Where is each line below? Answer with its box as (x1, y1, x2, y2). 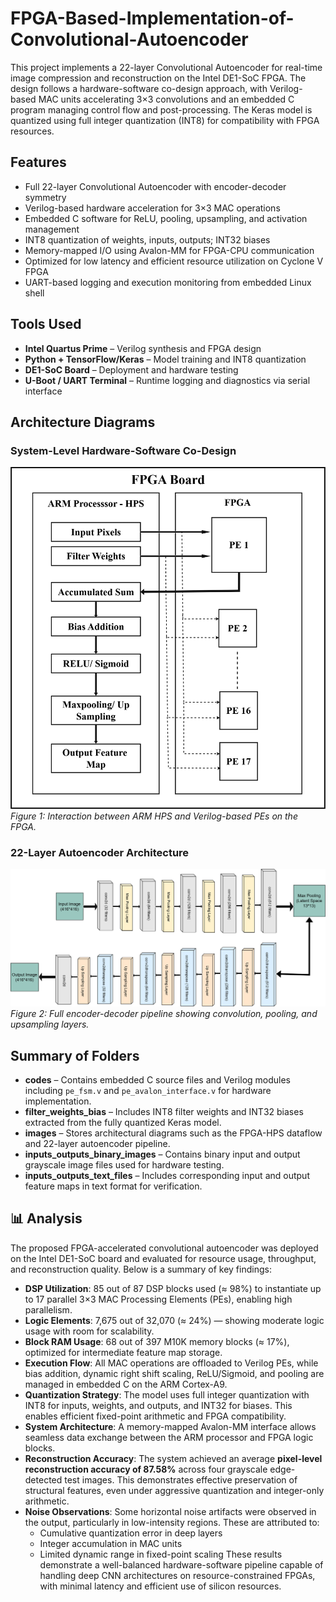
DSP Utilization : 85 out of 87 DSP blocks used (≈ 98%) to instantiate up (24, 1282, 322, 1294)
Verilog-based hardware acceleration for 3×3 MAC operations (24, 202, 281, 214)
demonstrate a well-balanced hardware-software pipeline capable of (39, 1558, 324, 1571)
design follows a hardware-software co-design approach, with (10, 82, 268, 94)
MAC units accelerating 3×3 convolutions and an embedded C (38, 93, 295, 105)
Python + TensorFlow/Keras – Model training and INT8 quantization (24, 353, 307, 365)
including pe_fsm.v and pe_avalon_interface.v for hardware (24, 1085, 272, 1097)
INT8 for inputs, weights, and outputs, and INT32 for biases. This (24, 1399, 293, 1411)
